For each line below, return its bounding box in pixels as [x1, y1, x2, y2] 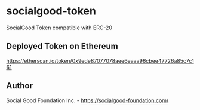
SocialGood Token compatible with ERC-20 [6, 24, 112, 31]
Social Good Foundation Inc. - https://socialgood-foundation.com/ [6, 97, 169, 104]
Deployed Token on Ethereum [6, 41, 118, 51]
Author [6, 81, 33, 91]
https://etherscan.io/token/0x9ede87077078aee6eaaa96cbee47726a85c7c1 [6, 57, 194, 64]
